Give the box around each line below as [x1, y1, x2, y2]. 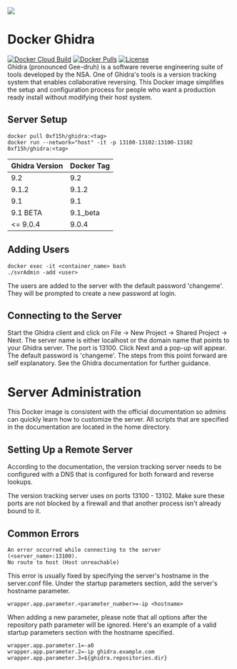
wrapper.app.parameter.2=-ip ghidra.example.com [7, 648, 155, 655]
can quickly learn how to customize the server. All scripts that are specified [7, 415, 229, 424]
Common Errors [7, 527, 80, 540]
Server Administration [7, 384, 141, 400]
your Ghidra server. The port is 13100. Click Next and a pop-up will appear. [7, 344, 227, 352]
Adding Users [7, 244, 70, 256]
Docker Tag [70, 161, 111, 171]
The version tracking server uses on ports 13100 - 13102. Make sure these [7, 492, 225, 500]
